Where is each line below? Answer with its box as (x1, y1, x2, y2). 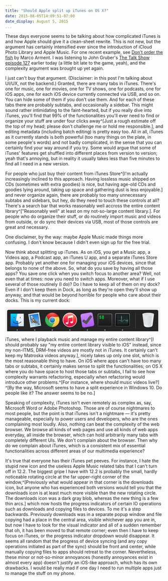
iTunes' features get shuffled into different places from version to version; (5, 150, 158, 156)
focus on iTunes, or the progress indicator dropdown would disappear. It (5, 533, 154, 539)
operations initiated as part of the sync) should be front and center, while (5, 544, 156, 550)
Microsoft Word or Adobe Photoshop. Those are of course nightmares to (5, 405, 155, 411)
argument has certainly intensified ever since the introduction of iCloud (5, 44, 152, 50)
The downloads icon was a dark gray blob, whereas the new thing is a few (5, 495, 159, 501)
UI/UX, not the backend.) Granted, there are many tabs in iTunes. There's (5, 81, 156, 87)
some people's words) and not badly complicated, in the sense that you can (5, 139, 162, 146)
